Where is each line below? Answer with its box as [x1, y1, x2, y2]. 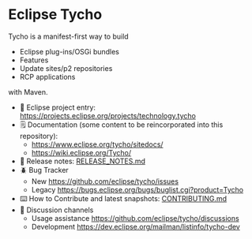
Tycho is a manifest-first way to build [8, 32, 129, 41]
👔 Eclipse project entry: [19, 103, 96, 112]
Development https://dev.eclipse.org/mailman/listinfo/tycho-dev [31, 222, 241, 231]
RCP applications [19, 72, 76, 81]
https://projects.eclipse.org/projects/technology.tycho [19, 110, 196, 120]
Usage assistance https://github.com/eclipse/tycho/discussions [31, 213, 239, 222]
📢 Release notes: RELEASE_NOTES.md [19, 156, 146, 166]
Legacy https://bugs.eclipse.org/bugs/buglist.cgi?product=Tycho [31, 185, 243, 194]
